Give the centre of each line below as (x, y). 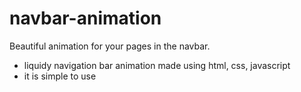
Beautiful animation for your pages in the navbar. (110, 46)
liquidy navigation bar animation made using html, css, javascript (157, 65)
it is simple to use (60, 76)
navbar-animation (85, 18)
